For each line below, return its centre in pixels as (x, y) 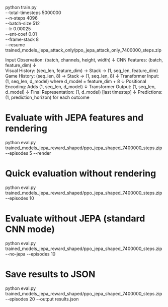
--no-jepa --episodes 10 (30, 254)
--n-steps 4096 (21, 18)
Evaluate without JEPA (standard (75, 219)
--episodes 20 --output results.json (42, 299)
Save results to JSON (50, 274)
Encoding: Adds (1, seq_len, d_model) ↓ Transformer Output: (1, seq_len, (80, 87)
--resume (15, 45)
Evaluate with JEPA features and (74, 118)
